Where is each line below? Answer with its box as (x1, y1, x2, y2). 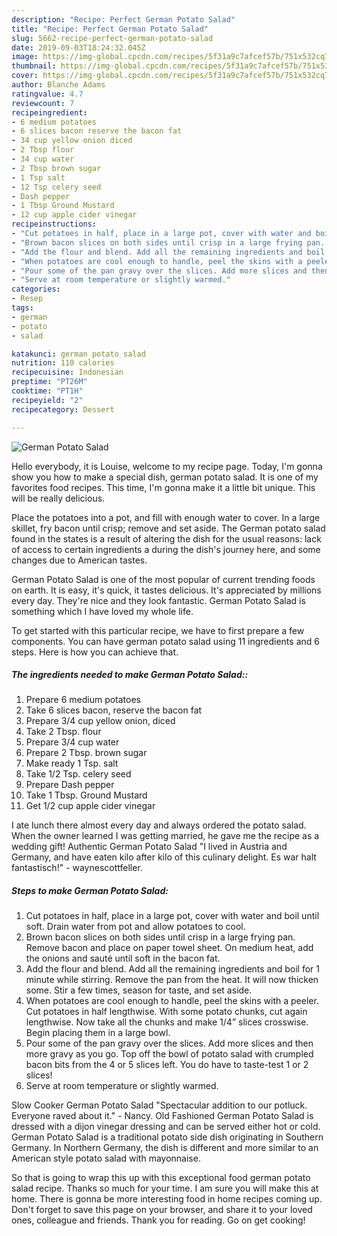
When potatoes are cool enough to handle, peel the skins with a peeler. (25, 995, 319, 1007)
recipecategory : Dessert (11, 404, 115, 415)
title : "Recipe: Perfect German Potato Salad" (11, 24, 209, 34)
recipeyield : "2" (11, 395, 84, 405)
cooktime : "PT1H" (11, 386, 84, 396)
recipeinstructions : (11, 219, 98, 230)
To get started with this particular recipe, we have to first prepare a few (11, 624, 305, 636)
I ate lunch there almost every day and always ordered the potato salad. (11, 819, 307, 831)
